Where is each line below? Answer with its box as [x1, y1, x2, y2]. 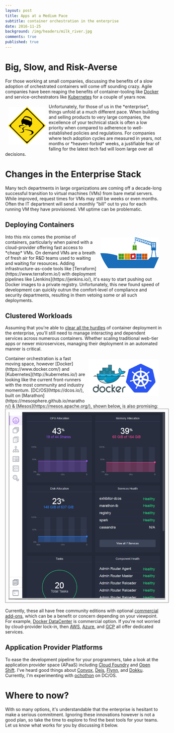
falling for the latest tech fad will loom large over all [49, 146, 153, 152]
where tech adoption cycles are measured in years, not [49, 135, 162, 141]
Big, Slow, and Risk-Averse [5, 62, 118, 73]
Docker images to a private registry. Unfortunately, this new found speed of [5, 281, 160, 287]
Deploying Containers [5, 220, 75, 229]
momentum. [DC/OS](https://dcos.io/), [5, 387, 84, 393]
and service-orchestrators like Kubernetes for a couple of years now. [5, 94, 147, 100]
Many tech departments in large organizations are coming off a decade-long [5, 185, 162, 191]
